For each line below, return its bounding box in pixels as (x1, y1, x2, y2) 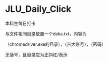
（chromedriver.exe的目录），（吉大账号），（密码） (5, 41, 107, 47)
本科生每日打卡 (5, 20, 36, 26)
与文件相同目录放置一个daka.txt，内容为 (5, 31, 87, 36)
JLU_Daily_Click (5, 3, 71, 15)
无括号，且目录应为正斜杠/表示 (5, 52, 68, 58)
